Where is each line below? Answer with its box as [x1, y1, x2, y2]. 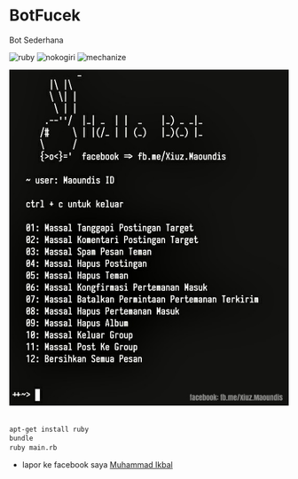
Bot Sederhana [9, 35, 64, 45]
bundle [9, 434, 34, 444]
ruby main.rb [9, 444, 58, 452]
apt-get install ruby [9, 425, 90, 434]
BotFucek [9, 5, 82, 26]
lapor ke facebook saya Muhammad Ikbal [21, 459, 173, 470]
